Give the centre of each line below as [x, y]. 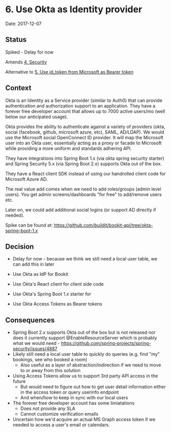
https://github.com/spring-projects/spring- [106, 343]
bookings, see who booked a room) [50, 360]
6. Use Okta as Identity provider [74, 9]
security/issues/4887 [35, 349]
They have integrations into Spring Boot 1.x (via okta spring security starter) [85, 158]
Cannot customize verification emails [59, 414]
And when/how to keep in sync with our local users [74, 398]
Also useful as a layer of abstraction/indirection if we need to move [91, 365]
